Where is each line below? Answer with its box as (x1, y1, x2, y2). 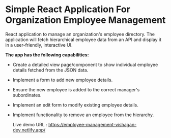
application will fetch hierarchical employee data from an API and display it (5, 37, 162, 43)
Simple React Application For (5, 4, 131, 15)
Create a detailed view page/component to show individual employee (12, 61, 158, 67)
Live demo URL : (12, 121, 47, 127)
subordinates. (12, 92, 42, 98)
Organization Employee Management (5, 14, 166, 26)
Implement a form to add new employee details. (12, 77, 113, 83)
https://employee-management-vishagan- (48, 121, 137, 127)
